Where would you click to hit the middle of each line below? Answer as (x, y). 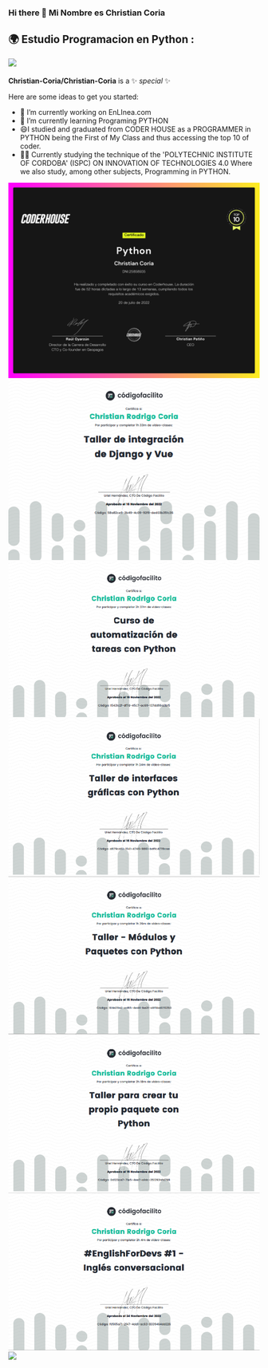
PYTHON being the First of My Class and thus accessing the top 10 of (134, 137)
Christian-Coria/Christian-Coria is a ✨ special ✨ (90, 81)
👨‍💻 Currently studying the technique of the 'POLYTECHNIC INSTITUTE (136, 154)
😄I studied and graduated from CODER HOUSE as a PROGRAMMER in (135, 129)
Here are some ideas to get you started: (74, 97)
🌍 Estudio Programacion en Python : (101, 39)
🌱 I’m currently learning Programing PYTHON (94, 120)
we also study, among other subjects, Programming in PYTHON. (125, 171)
